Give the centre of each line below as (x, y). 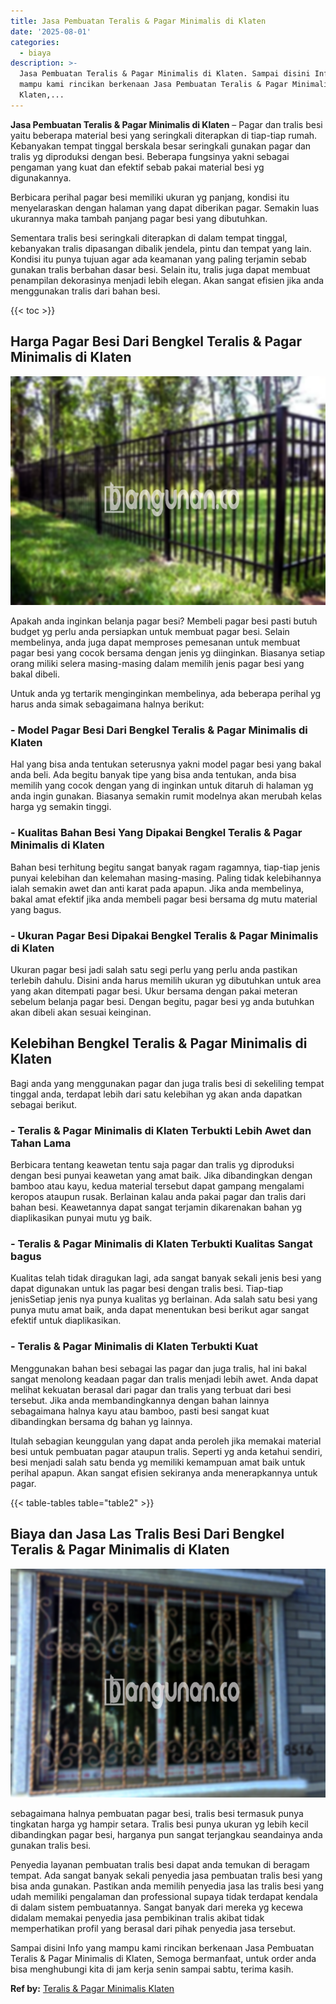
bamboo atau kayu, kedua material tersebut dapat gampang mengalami (157, 1186)
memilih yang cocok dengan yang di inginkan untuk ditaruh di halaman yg (162, 786)
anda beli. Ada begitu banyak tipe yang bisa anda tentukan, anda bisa (153, 775)
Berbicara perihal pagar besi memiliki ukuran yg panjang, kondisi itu (150, 197)
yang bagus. (36, 909)
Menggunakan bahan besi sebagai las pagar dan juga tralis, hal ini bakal (159, 1368)
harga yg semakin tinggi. (61, 807)
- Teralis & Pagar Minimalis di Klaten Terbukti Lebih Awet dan (161, 1130)
